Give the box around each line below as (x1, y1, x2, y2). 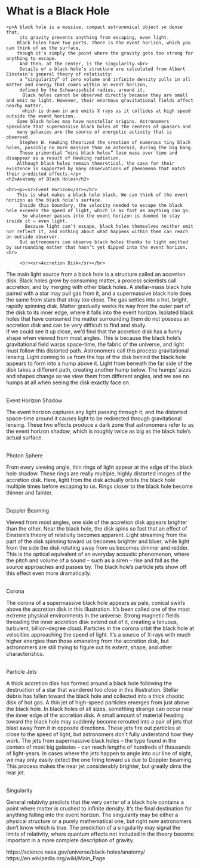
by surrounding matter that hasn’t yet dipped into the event (6, 244, 164, 250)
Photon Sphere (6, 451, 43, 459)
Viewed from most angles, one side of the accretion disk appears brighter (6, 519, 188, 526)
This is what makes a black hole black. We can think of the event (17, 192, 188, 198)
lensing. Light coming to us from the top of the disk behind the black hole (6, 353, 186, 360)
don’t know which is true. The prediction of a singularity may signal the (6, 824, 181, 831)
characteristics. (6, 650, 45, 657)
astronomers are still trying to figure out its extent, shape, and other (6, 643, 173, 651)
